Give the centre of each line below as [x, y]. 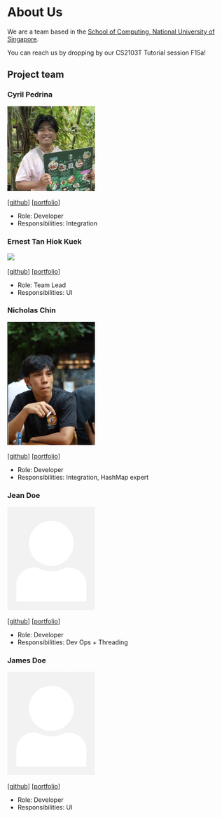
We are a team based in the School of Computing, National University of [111, 32]
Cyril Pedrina [30, 95]
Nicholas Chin [32, 310]
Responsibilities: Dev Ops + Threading [72, 642]
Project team [36, 75]
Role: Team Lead [42, 285]
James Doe [27, 660]
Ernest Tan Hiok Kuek [44, 242]
